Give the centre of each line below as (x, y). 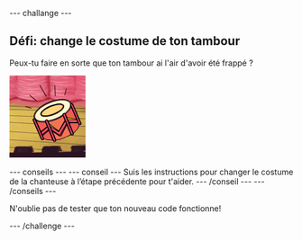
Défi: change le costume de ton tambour (125, 41)
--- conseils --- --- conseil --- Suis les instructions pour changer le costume (151, 172)
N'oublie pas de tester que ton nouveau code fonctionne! (115, 208)
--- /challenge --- (42, 226)
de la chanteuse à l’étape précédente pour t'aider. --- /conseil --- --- (137, 181)
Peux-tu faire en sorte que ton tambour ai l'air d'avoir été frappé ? (132, 63)
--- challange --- (41, 13)
